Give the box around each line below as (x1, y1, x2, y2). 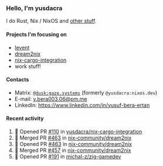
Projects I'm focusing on (6, 31, 67, 38)
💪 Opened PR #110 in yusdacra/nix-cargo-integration (14, 128, 142, 135)
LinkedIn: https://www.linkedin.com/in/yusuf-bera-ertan (14, 101, 150, 109)
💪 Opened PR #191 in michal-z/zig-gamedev (14, 153, 121, 160)
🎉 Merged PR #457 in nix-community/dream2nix (14, 147, 131, 154)
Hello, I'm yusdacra (6, 4, 63, 12)
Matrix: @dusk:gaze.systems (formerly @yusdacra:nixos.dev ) (14, 89, 158, 96)
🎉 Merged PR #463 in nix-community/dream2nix (14, 134, 132, 141)
